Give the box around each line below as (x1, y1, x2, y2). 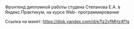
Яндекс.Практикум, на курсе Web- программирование (5, 9, 119, 15)
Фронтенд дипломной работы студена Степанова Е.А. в (5, 4, 121, 10)
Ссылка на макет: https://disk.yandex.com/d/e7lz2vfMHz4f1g (5, 19, 130, 24)
